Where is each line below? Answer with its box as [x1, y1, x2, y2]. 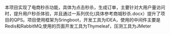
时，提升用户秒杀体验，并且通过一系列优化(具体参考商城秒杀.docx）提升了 [5, 10, 161, 16]
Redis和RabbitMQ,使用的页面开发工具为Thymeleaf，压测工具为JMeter [5, 23, 151, 29]
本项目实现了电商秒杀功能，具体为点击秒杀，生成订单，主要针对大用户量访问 [5, 4, 165, 10]
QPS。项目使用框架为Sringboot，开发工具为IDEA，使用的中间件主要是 [13, 17, 161, 22]
